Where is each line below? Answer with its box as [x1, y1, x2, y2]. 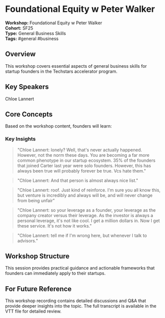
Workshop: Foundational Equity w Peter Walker [5, 20, 103, 26]
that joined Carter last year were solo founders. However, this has [17, 162, 151, 169]
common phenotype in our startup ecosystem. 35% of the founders [17, 157, 156, 163]
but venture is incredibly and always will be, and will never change [17, 192, 153, 198]
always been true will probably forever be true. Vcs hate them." [17, 168, 146, 174]
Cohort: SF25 [5, 25, 34, 31]
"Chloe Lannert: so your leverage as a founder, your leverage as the [17, 207, 156, 213]
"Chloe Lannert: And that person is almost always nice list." [17, 177, 138, 183]
